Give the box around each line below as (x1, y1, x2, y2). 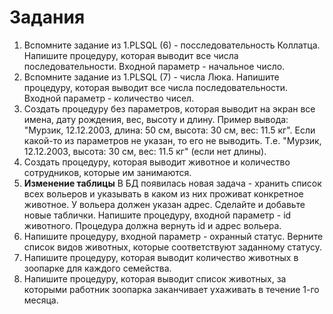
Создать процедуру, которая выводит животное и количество (23, 156, 291, 168)
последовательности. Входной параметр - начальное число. (23, 60, 286, 72)
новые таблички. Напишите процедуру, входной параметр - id (23, 209, 292, 221)
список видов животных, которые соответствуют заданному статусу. (23, 241, 323, 253)
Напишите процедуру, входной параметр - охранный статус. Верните (23, 230, 324, 242)
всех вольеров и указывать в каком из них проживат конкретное (23, 187, 304, 200)
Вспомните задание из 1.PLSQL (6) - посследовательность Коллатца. (23, 39, 321, 51)
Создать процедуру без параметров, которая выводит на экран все (23, 102, 316, 115)
